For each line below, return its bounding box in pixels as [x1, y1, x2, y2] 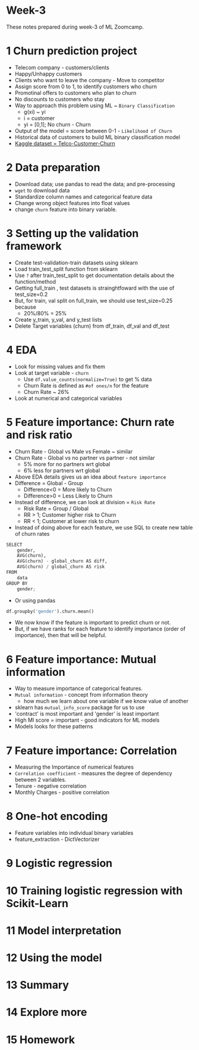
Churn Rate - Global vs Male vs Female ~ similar [14, 448, 133, 455]
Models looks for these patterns [14, 723, 93, 730]
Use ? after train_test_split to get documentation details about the [14, 272, 175, 279]
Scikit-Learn [6, 896, 69, 910]
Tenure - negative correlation [14, 782, 87, 790]
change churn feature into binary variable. [14, 206, 117, 213]
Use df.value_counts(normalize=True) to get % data [23, 375, 153, 383]
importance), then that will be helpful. [14, 632, 107, 639]
